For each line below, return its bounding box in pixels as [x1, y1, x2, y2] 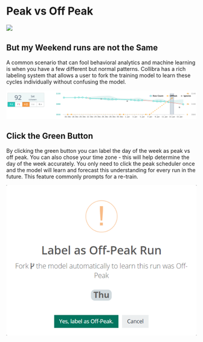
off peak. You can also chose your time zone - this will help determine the [6, 153, 190, 161]
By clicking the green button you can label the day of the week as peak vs [6, 147, 190, 154]
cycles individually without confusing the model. [6, 78, 126, 85]
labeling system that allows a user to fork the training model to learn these [6, 72, 191, 79]
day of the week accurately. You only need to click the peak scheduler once [6, 159, 195, 167]
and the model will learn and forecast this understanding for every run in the [6, 166, 196, 173]
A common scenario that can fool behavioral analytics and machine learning [6, 59, 196, 66]
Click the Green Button [6, 131, 94, 141]
